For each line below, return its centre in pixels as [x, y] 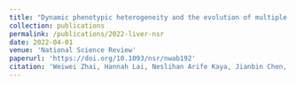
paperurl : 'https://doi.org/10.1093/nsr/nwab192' [103, 58]
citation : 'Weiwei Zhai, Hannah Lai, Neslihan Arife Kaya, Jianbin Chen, [148, 67]
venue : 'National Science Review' [73, 50]
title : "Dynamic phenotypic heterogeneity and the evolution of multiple [148, 17]
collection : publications [57, 26]
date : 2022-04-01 [41, 42]
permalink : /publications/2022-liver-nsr [87, 34]
